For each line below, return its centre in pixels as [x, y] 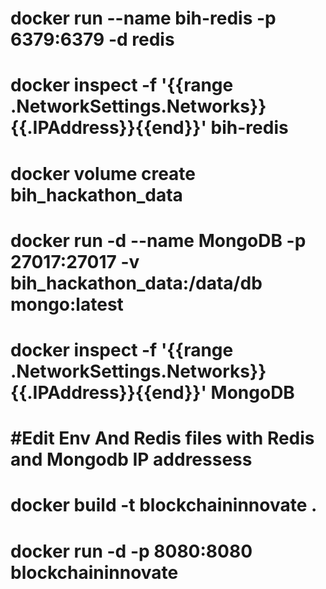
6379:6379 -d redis [92, 39]
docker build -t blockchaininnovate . [164, 505]
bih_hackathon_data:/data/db [136, 283]
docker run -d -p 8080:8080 [131, 551]
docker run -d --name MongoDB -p [158, 240]
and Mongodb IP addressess [131, 459]
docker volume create [103, 173]
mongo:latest [67, 304]
